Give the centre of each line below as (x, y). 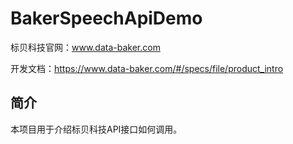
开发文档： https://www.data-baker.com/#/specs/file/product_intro (147, 68)
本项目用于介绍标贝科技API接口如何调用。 (96, 129)
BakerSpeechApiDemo (106, 18)
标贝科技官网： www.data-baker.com (85, 47)
